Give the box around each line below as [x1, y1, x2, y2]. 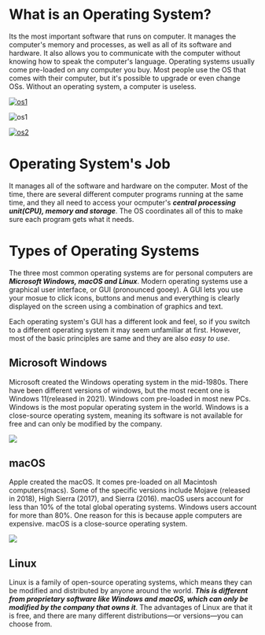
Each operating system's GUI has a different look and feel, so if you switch [9, 316, 251, 326]
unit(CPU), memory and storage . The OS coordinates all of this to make [9, 206, 243, 216]
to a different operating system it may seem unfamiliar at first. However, [9, 325, 241, 334]
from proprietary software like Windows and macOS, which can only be [9, 594, 248, 604]
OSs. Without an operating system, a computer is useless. [9, 81, 197, 91]
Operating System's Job [9, 155, 171, 173]
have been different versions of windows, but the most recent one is [9, 386, 230, 395]
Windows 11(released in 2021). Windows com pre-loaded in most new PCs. [9, 393, 251, 403]
